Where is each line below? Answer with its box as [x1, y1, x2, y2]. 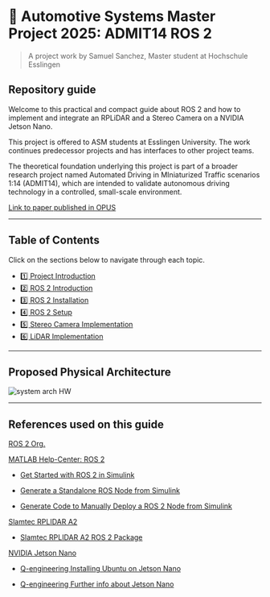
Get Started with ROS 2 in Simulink [19, 471, 135, 480]
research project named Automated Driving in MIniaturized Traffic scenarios [8, 169, 260, 180]
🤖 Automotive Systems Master [8, 7, 216, 26]
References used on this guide [8, 417, 165, 431]
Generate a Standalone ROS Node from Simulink [19, 486, 181, 495]
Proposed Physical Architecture [8, 365, 171, 379]
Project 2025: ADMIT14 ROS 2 [8, 24, 213, 43]
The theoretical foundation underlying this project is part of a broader [8, 161, 239, 171]
